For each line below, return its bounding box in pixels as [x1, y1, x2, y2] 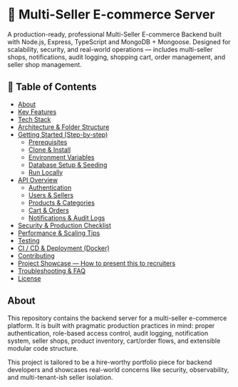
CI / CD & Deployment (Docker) [17, 244, 110, 252]
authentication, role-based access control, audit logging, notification [7, 329, 209, 337]
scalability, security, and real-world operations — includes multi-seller [7, 45, 213, 53]
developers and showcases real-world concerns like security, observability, [7, 365, 229, 373]
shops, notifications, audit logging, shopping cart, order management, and [7, 53, 226, 61]
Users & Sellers [28, 190, 73, 199]
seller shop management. [7, 60, 82, 68]
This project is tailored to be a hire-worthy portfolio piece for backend [7, 358, 212, 366]
